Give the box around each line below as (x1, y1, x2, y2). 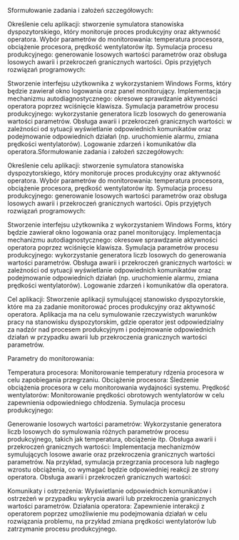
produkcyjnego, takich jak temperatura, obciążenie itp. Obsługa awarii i (7, 435, 216, 443)
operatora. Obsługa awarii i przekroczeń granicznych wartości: (7, 473, 193, 481)
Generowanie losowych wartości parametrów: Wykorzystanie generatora (7, 420, 222, 428)
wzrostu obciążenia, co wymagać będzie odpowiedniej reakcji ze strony (7, 465, 219, 474)
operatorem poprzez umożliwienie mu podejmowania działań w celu (7, 509, 208, 518)
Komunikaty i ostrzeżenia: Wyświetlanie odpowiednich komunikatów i (7, 486, 212, 495)
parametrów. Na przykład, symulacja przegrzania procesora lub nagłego (7, 458, 220, 466)
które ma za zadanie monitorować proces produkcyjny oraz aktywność (7, 302, 216, 311)
